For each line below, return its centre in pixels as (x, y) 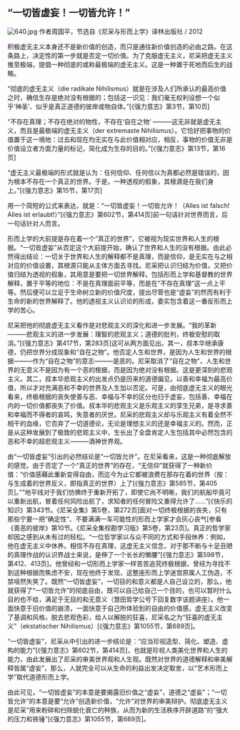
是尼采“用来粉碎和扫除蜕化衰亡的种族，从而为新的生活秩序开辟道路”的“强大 (118, 710)
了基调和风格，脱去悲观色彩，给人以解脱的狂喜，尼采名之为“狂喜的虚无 (112, 617)
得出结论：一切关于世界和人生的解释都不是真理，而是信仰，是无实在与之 (120, 256)
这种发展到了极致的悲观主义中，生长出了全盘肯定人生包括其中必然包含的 (126, 432)
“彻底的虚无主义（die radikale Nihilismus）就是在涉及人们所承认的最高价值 (117, 89)
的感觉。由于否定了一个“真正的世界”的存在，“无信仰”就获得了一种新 (107, 465)
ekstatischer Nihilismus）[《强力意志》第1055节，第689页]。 (111, 626)
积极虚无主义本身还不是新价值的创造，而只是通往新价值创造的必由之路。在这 (120, 46)
